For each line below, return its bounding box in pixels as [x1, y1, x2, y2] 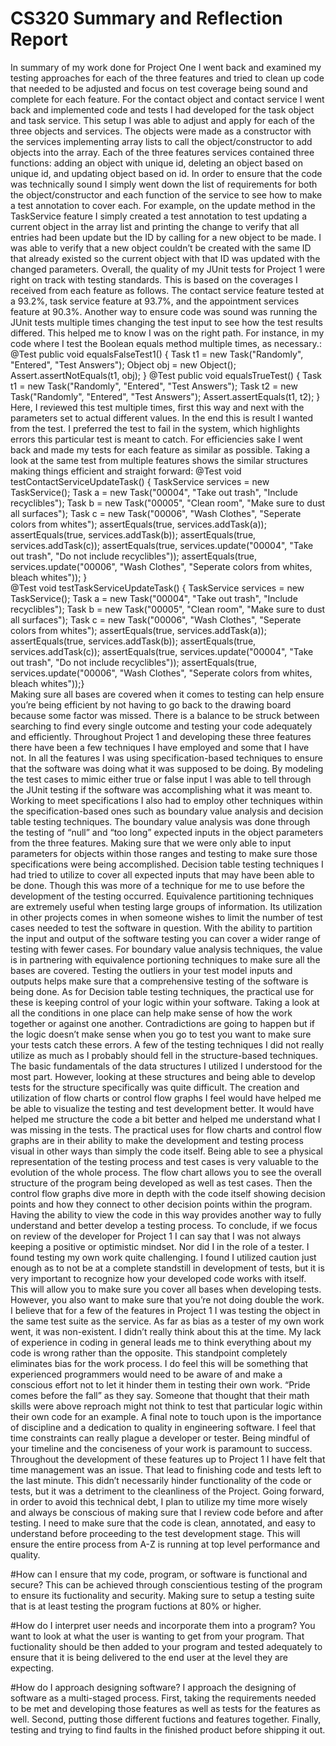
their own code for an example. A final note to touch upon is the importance [10, 1410, 322, 1422]
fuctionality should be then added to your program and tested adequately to [10, 1640, 323, 1652]
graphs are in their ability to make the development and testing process [10, 1134, 304, 1146]
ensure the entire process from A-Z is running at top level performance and [10, 1538, 320, 1550]
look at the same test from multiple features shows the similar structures [10, 454, 308, 466]
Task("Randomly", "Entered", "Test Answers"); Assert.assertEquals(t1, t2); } [10, 390, 321, 402]
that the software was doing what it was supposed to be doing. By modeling [10, 762, 324, 774]
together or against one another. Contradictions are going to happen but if [10, 1017, 316, 1029]
